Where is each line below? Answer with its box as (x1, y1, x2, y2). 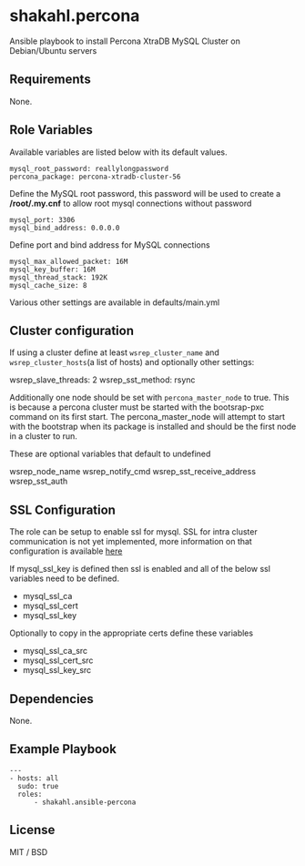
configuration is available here (9, 545, 123, 556)
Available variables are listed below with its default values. (9, 147, 228, 158)
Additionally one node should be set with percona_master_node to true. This (9, 392, 290, 403)
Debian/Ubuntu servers (9, 45, 97, 56)
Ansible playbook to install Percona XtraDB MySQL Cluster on (9, 36, 241, 46)
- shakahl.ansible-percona (33, 798, 137, 807)
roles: (17, 790, 43, 799)
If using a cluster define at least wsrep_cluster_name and (9, 347, 220, 358)
